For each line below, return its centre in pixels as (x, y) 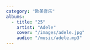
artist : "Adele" (37, 27)
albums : (15, 17)
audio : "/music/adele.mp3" (49, 38)
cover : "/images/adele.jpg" (51, 33)
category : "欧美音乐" (31, 11)
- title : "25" (28, 22)
